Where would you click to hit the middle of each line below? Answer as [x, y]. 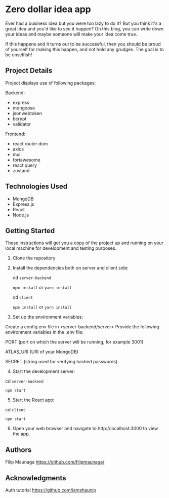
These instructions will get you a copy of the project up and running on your [84, 243]
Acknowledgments [36, 478]
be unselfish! [19, 55]
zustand [21, 170]
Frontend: [15, 134]
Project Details [29, 71]
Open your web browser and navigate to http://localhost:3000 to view [85, 429]
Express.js [23, 204]
